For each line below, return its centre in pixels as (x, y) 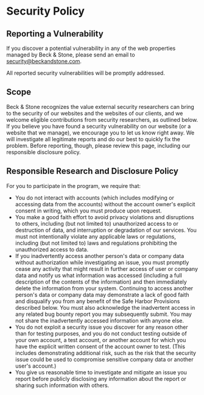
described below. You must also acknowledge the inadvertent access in (105, 307)
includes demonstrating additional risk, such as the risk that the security (106, 353)
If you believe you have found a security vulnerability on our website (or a (98, 126)
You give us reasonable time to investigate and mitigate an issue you (101, 372)
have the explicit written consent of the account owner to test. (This (100, 346)
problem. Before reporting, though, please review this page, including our (98, 145)
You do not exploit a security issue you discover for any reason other (101, 327)
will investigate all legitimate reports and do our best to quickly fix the (93, 139)
